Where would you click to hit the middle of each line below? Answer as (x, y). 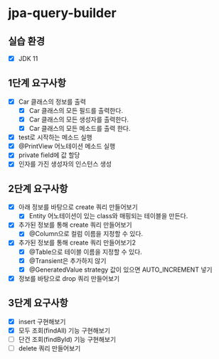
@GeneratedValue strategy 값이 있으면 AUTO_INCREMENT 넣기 (121, 269)
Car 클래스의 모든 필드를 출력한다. (76, 110)
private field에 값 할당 (49, 155)
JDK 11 (28, 59)
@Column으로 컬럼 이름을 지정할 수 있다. (86, 234)
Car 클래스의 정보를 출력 (52, 102)
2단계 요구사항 (38, 189)
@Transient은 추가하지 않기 (68, 260)
